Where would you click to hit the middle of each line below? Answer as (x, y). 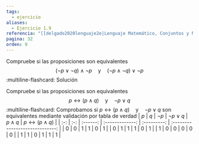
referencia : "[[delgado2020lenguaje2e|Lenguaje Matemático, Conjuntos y (98, 34)
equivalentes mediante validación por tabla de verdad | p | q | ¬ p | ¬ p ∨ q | (97, 116)
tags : (13, 12)
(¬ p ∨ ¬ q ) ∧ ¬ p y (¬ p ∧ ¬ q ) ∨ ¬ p (99, 70)
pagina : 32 (20, 39)
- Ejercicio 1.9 (31, 28)
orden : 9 (17, 45)
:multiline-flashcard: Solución (42, 80)
